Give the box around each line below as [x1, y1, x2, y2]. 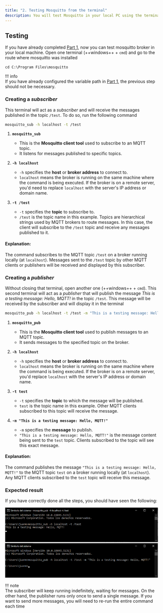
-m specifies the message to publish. [19, 427, 93, 433]
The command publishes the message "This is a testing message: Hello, [5, 465, 157, 470]
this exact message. [19, 442, 60, 448]
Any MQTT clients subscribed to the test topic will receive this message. [5, 475, 151, 481]
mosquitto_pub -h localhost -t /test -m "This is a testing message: [5, 310, 149, 316]
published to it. [19, 230, 49, 235]
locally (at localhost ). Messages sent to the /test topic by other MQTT [5, 257, 147, 263]
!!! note [5, 583, 19, 589]
